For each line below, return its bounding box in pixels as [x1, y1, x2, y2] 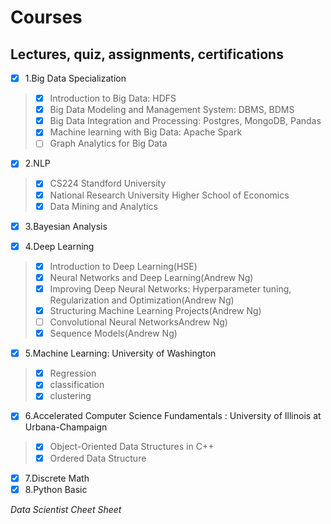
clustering [49, 390, 92, 402]
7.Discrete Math [24, 472, 90, 484]
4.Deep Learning [24, 240, 95, 252]
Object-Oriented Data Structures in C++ [49, 441, 215, 453]
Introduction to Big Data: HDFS [49, 92, 177, 105]
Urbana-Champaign [24, 421, 108, 433]
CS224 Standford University [49, 177, 167, 190]
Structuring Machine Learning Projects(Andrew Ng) [49, 304, 262, 316]
